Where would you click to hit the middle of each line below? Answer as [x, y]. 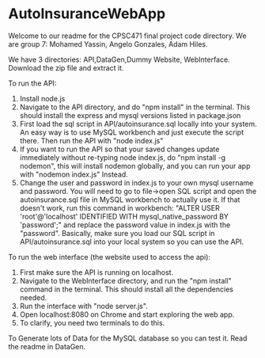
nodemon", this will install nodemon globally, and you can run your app [135, 166]
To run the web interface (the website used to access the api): [110, 257]
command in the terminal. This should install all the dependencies [126, 289]
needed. [33, 297]
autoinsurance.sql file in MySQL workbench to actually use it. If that [130, 200]
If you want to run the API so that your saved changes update [119, 149]
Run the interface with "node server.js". [83, 306]
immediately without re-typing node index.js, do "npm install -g [123, 157]
